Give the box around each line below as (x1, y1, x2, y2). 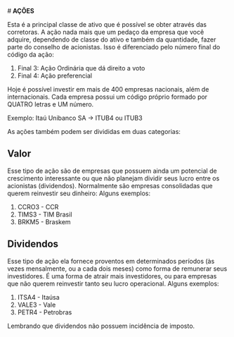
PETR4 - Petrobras (17, 307, 72, 317)
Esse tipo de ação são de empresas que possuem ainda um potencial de (7, 166, 217, 175)
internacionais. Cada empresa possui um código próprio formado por (7, 92, 208, 101)
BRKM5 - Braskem (17, 217, 72, 226)
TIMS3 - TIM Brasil (17, 210, 72, 219)
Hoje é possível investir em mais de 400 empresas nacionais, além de (7, 85, 209, 93)
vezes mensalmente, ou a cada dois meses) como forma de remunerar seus (7, 264, 228, 273)
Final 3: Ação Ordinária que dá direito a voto (17, 64, 145, 72)
